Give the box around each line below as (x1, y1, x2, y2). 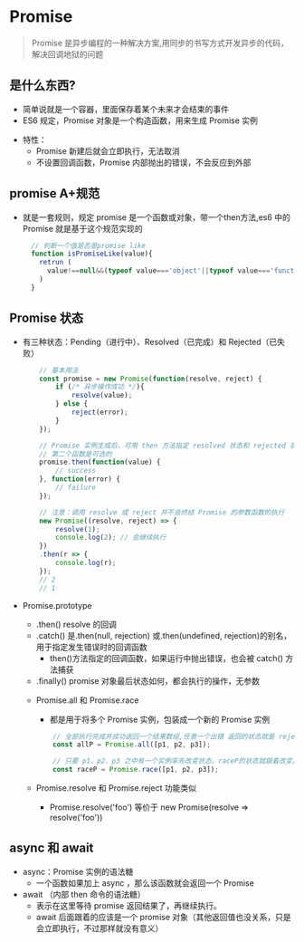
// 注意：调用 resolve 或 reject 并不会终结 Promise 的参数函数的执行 (39, 507, 285, 517)
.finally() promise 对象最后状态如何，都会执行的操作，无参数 (35, 675, 261, 686)
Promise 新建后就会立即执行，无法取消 (35, 145, 181, 156)
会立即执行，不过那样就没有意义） (35, 922, 164, 934)
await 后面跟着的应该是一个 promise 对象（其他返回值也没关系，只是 (35, 911, 291, 922)
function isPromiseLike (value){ (31, 249, 153, 259)
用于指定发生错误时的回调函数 (35, 641, 147, 652)
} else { (55, 399, 89, 409)
